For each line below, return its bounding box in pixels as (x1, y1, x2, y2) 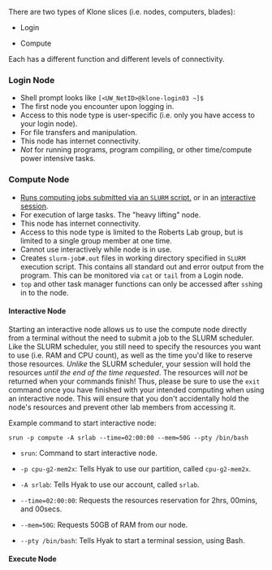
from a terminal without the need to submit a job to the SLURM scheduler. (8, 333, 254, 343)
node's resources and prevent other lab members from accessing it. (8, 402, 236, 412)
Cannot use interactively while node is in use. (19, 244, 172, 254)
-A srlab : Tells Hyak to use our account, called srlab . (19, 480, 201, 489)
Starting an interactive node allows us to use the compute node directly (8, 324, 248, 334)
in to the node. (19, 287, 69, 297)
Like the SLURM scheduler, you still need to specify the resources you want (8, 341, 261, 351)
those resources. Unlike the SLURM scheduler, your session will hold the (8, 358, 251, 369)
